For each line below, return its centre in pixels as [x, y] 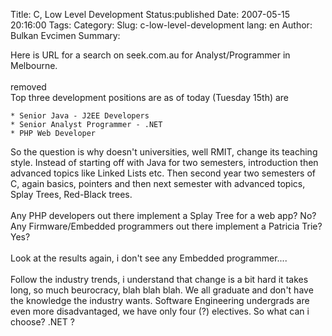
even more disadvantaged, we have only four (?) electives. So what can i [160, 311]
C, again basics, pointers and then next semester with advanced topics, [158, 183]
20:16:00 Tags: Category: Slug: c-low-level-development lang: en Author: [161, 25]
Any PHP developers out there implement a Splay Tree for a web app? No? [163, 215]
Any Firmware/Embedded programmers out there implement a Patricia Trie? [166, 226]
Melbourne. [34, 65]
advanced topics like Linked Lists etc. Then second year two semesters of [163, 173]
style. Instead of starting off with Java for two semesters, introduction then [164, 162]
